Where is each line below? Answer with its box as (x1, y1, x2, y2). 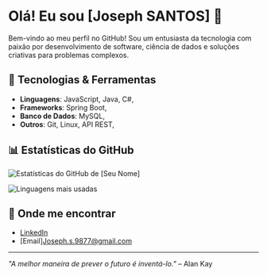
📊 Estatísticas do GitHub (8, 144, 134, 157)
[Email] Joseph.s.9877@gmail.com (19, 236, 133, 246)
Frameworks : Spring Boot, (19, 102, 107, 112)
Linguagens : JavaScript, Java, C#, (19, 94, 134, 104)
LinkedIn (19, 228, 48, 237)
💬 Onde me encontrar (8, 206, 116, 220)
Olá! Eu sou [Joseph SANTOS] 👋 (8, 7, 223, 25)
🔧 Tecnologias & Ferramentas (8, 73, 157, 86)
